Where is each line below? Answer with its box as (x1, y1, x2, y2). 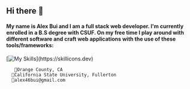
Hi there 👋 (6, 6, 44, 16)
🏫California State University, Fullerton (11, 72, 117, 78)
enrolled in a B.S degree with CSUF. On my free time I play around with (6, 29, 185, 36)
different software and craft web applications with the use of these (6, 35, 176, 42)
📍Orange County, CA (14, 66, 63, 72)
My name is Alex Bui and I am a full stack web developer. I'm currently (6, 22, 184, 30)
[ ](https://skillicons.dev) (6, 55, 94, 62)
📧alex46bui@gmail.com (11, 77, 66, 83)
